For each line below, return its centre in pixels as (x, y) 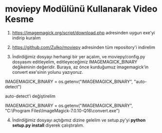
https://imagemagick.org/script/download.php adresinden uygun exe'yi (83, 33)
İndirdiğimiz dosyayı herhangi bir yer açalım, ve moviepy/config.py (79, 56)
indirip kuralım (26, 38)
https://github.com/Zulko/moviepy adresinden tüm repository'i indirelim (84, 47)
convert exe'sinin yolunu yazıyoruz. (48, 72)
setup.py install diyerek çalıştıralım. (48, 125)
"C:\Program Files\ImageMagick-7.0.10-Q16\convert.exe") (63, 111)
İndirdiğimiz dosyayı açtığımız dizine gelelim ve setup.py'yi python (79, 120)
